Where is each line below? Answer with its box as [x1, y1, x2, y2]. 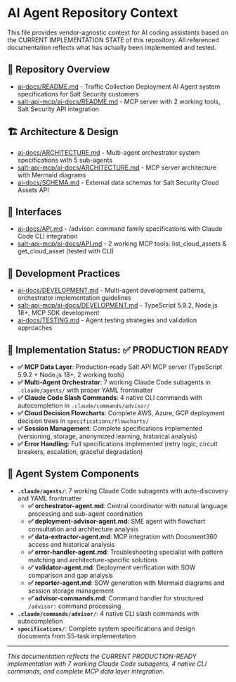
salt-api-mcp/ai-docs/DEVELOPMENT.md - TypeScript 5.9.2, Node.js [17, 301, 218, 310]
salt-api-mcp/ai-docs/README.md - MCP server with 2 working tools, [17, 97, 221, 106]
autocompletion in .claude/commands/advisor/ [17, 401, 150, 410]
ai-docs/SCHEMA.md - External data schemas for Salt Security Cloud [17, 178, 219, 187]
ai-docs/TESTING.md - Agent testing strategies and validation [17, 316, 197, 324]
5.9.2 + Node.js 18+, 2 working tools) [17, 371, 125, 379]
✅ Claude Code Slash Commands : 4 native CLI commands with [17, 393, 203, 402]
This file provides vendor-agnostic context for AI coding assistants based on [7, 28, 229, 37]
